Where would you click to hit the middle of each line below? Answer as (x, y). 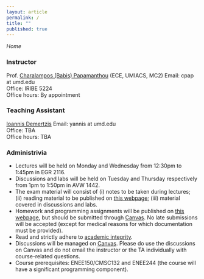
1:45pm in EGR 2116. (40, 172)
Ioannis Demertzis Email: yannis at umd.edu (61, 124)
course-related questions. (47, 256)
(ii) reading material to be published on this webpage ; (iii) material (98, 198)
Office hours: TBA (29, 136)
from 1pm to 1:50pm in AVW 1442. (58, 185)
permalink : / (23, 18)
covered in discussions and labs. (56, 205)
